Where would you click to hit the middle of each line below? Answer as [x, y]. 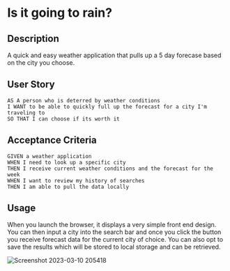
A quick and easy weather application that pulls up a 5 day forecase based [114, 55]
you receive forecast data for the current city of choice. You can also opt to [115, 240]
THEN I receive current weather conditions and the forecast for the [110, 169]
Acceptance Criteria [52, 140]
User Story [31, 85]
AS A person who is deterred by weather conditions [84, 100]
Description [33, 39]
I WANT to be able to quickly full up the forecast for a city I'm [107, 107]
